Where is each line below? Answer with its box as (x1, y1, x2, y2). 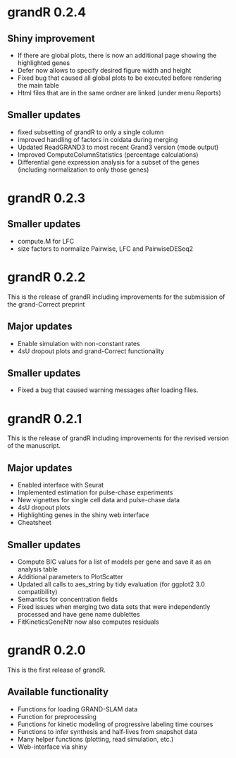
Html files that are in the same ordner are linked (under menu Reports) (17, 89, 222, 97)
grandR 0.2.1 (7, 410, 82, 427)
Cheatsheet (17, 519, 51, 527)
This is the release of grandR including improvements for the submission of (7, 292, 225, 301)
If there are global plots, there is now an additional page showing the (17, 51, 217, 59)
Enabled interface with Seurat (17, 481, 104, 490)
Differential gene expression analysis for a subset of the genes (17, 158, 199, 166)
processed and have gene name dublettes (17, 610, 140, 618)
